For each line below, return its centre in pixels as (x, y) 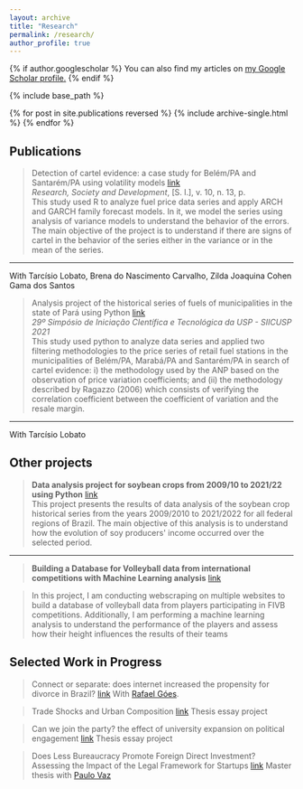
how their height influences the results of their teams (129, 634)
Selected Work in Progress (86, 662)
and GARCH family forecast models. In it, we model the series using (157, 211)
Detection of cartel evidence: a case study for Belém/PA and (144, 174)
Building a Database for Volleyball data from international (141, 568)
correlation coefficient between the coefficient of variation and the (155, 399)
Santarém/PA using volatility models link (106, 183)
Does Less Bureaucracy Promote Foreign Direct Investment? (143, 756)
